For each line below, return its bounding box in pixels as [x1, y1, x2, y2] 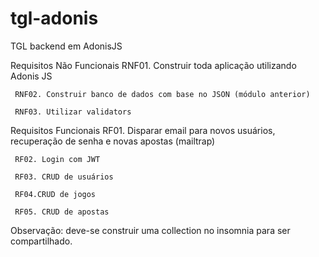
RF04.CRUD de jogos [14, 189, 97, 199]
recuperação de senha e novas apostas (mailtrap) [10, 135, 216, 147]
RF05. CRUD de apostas [14, 207, 110, 217]
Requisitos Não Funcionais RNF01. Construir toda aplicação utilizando [10, 59, 297, 71]
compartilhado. [10, 235, 73, 247]
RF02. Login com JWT [14, 154, 101, 164]
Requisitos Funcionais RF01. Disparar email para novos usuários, [10, 124, 276, 136]
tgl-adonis [10, 7, 99, 30]
